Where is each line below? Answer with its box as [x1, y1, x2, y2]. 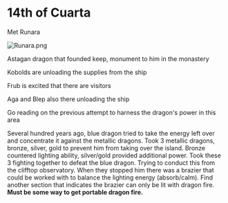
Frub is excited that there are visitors [7, 81, 112, 89]
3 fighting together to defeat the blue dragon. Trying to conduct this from [7, 158, 216, 167]
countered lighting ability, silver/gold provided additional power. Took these [7, 151, 221, 159]
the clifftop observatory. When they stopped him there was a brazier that [7, 166, 214, 174]
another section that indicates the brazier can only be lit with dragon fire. [7, 180, 215, 188]
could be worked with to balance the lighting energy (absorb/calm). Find [7, 173, 213, 182]
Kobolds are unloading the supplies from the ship [7, 68, 147, 76]
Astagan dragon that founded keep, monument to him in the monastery [7, 54, 209, 63]
